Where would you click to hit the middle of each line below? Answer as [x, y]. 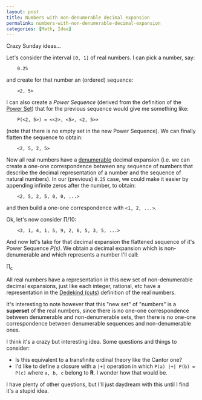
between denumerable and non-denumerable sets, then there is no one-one [101, 317]
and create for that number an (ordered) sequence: [70, 80]
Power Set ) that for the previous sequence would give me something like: [98, 109]
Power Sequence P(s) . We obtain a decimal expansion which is [85, 248]
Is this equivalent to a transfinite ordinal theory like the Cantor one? [99, 360]
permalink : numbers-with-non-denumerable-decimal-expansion [84, 23]
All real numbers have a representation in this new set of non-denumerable [100, 280]
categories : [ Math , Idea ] [39, 29]
